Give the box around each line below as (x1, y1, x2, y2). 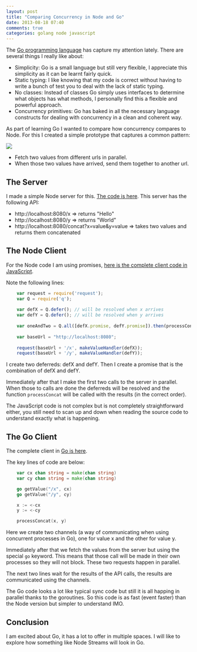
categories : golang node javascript (6, 30, 96, 36)
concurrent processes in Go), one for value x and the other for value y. (6, 535, 176, 542)
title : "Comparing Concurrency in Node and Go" (6, 14, 125, 20)
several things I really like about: (6, 53, 84, 60)
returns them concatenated (14, 229, 81, 236)
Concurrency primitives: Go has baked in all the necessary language (14, 108, 180, 115)
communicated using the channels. (6, 576, 91, 583)
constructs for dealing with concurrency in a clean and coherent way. (14, 114, 183, 121)
